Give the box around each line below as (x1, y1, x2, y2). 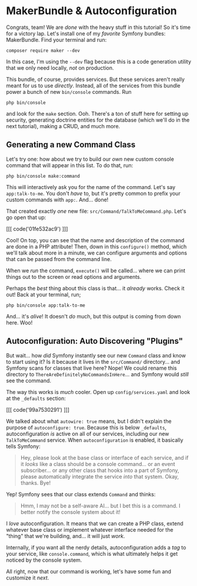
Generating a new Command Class (6, 140, 136, 150)
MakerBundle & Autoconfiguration (6, 4, 178, 18)
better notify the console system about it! (20, 508, 121, 515)
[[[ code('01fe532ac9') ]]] (6, 225, 68, 232)
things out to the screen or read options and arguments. (6, 273, 142, 280)
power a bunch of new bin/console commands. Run (6, 88, 132, 95)
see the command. (6, 377, 52, 384)
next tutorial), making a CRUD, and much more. (6, 122, 121, 129)
